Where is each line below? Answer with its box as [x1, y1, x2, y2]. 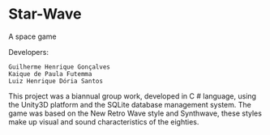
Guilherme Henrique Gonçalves [8, 62, 111, 71]
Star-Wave [8, 5, 82, 23]
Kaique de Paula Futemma [8, 70, 92, 78]
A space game [8, 32, 57, 41]
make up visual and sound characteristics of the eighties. [8, 116, 199, 126]
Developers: [8, 47, 49, 57]
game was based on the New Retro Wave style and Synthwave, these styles [8, 108, 262, 118]
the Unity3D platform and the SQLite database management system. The [8, 99, 251, 109]
